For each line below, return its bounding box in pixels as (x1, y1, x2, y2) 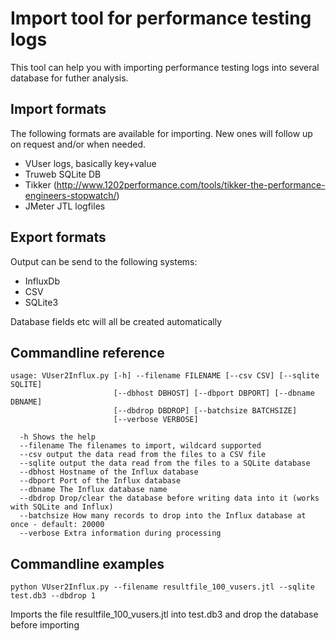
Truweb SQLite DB (24, 168, 102, 180)
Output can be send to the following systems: (10, 255, 198, 267)
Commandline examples (10, 555, 165, 572)
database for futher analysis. (10, 72, 129, 84)
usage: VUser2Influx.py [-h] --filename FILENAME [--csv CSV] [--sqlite (10, 371, 320, 381)
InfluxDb (24, 275, 60, 287)
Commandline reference (10, 344, 165, 361)
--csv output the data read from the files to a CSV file (19, 450, 267, 460)
